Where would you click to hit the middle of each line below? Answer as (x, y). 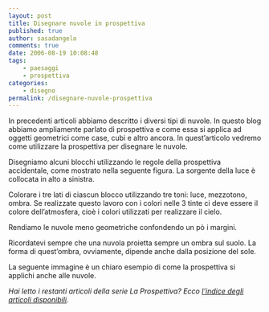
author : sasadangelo (43, 38)
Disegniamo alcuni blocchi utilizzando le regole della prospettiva (115, 162)
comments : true (34, 46)
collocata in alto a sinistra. (51, 179)
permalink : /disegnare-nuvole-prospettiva (80, 98)
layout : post (30, 16)
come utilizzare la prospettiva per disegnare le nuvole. (98, 146)
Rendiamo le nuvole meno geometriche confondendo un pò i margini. (123, 228)
